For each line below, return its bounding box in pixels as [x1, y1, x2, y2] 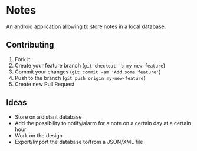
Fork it [14, 55, 31, 62]
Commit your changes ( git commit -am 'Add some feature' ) [14, 68, 161, 75]
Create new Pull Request [14, 80, 75, 88]
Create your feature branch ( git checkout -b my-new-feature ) [14, 62, 166, 69]
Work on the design [14, 132, 63, 139]
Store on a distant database [14, 113, 82, 120]
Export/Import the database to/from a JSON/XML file [14, 138, 143, 145]
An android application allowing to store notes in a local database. [6, 23, 166, 30]
